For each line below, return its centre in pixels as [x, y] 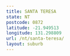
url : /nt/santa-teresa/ [35, 38]
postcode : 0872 [25, 22]
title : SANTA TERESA [31, 11]
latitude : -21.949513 [33, 28]
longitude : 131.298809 [34, 33]
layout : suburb [25, 44]
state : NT [18, 17]
